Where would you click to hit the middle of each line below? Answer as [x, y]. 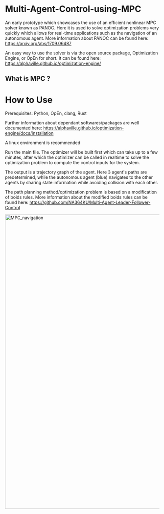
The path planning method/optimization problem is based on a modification [81, 192]
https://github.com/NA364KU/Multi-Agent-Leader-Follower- [90, 202]
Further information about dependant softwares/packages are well [72, 123]
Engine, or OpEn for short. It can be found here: [53, 58]
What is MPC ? [28, 79]
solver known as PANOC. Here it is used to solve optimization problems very [82, 27]
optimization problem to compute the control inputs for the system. [73, 163]
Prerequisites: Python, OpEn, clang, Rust [46, 113]
